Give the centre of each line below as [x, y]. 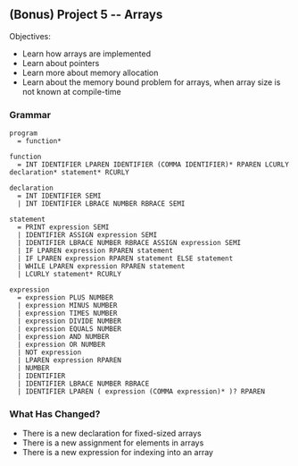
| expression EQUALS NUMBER [70, 329]
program [24, 133]
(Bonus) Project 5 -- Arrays [86, 15]
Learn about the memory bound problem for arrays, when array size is [151, 82]
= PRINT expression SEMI [63, 227]
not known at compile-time [72, 91]
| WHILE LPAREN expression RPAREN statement [101, 267]
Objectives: [30, 36]
